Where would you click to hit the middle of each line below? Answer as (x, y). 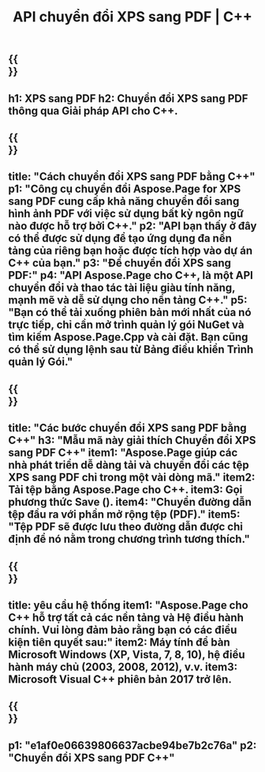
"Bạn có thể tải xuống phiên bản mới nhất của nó (130, 313)
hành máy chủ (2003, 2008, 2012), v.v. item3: (123, 667)
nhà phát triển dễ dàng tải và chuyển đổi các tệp (129, 465)
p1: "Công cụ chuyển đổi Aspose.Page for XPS (125, 189)
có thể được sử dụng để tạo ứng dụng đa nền (120, 238)
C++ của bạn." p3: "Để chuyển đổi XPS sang (119, 264)
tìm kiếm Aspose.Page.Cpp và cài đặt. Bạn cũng (128, 337)
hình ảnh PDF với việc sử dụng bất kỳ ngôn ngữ (126, 214)
